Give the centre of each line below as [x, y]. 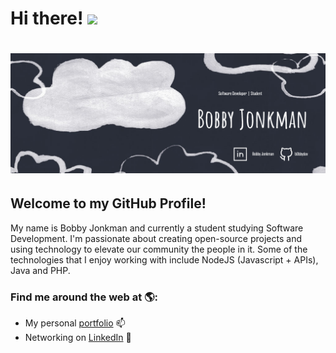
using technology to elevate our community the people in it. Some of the [159, 249]
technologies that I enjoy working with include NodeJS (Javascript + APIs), [164, 259]
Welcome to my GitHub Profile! [108, 203]
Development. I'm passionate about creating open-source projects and [156, 238]
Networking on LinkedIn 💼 [78, 337]
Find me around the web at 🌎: [84, 297]
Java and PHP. [40, 270]
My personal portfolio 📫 [75, 323]
